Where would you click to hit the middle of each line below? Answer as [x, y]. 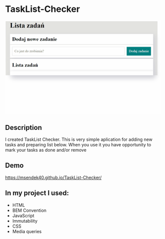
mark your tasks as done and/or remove [46, 150]
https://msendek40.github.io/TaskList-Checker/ [53, 178]
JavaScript [23, 215]
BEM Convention [29, 210]
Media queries [27, 231]
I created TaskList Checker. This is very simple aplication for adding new [79, 139]
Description [23, 127]
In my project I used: [37, 193]
